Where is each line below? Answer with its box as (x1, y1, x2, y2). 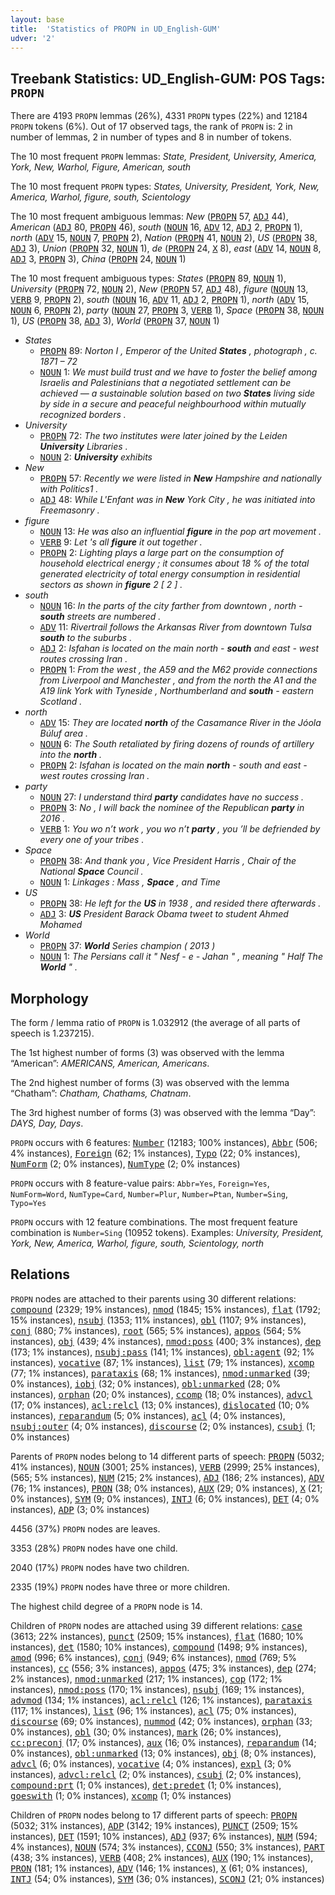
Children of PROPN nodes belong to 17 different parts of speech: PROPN (10, 1809, 298, 1821)
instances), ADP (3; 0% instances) (10, 1503, 150, 1515)
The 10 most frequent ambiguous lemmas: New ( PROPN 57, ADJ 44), (10, 211, 289, 223)
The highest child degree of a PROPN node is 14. (10, 1600, 203, 1612)
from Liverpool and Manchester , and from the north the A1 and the (39, 674, 318, 686)
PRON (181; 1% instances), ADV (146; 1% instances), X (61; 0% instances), (10, 1862, 308, 1874)
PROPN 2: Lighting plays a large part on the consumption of (39, 547, 284, 559)
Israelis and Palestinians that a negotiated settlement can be (39, 377, 292, 389)
